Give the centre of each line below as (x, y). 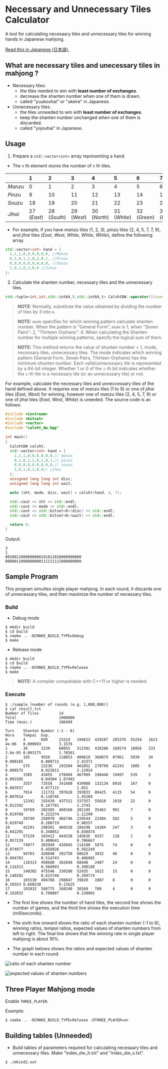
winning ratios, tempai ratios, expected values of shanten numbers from (86, 928)
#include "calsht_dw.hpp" (32, 428)
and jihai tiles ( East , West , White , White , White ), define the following (82, 235)
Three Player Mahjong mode (50, 989)
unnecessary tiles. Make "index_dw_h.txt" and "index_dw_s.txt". (78, 1053)
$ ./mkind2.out (21, 1062)
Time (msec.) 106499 (39, 722)
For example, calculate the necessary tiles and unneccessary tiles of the (79, 383)
